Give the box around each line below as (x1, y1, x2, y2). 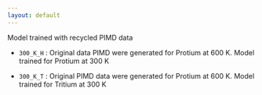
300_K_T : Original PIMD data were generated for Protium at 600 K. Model (18, 71, 255, 80)
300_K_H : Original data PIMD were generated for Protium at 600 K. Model (18, 47, 255, 57)
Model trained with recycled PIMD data (7, 33, 133, 42)
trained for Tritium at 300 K (18, 79, 107, 89)
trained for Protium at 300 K (18, 56, 110, 65)
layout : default (7, 11, 60, 19)
